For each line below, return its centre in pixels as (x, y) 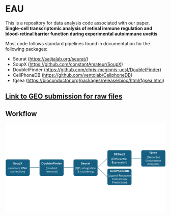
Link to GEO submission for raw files (64, 96)
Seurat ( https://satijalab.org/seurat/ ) (50, 58)
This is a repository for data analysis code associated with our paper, (78, 23)
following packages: (26, 49)
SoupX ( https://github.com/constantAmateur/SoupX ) (68, 64)
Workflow (21, 114)
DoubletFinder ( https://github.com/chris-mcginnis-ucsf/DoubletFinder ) (87, 70)
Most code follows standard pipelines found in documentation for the (78, 43)
